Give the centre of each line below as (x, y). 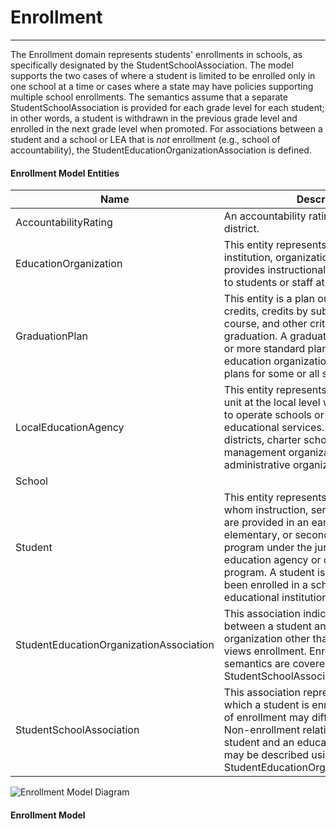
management (255, 453)
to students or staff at (274, 283)
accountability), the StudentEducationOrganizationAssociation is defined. (161, 150)
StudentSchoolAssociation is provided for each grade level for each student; (167, 107)
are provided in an (266, 523)
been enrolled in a (265, 585)
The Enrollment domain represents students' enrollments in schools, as (156, 54)
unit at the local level (272, 403)
